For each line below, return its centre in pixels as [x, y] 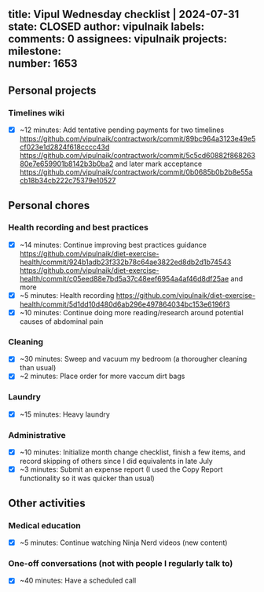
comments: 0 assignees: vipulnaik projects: [118, 39]
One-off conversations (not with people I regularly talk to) [121, 563]
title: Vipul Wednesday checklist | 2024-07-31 [124, 15]
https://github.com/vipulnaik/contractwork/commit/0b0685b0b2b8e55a [136, 172]
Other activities [47, 503]
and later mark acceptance [159, 164]
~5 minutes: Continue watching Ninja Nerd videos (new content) [123, 542]
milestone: [35, 51]
